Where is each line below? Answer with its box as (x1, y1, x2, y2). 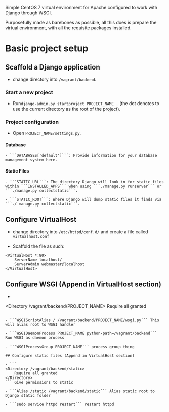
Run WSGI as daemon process (5, 335, 65, 340)
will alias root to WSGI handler (5, 322, 76, 327)
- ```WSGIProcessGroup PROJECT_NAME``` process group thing (5, 344, 135, 349)
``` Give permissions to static (5, 380, 73, 385)
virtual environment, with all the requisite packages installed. (5, 25, 132, 31)
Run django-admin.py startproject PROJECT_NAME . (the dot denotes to (12, 100, 159, 107)
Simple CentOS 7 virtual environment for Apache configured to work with (5, 5, 158, 10)
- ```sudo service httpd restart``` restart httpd (5, 402, 114, 407)
